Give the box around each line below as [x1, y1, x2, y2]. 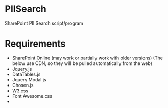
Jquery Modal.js [12, 76, 46, 82]
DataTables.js [12, 71, 41, 77]
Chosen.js [12, 82, 34, 88]
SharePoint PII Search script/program [5, 20, 83, 26]
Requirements [5, 38, 66, 50]
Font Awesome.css [12, 93, 52, 99]
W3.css [12, 88, 29, 94]
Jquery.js [12, 66, 32, 72]
